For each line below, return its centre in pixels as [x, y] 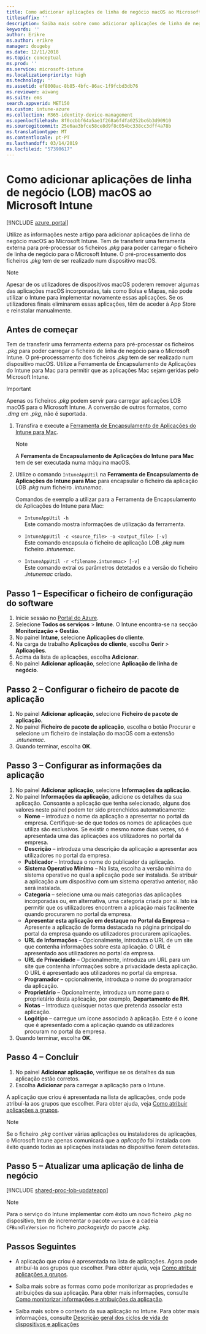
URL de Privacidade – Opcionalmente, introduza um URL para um [107, 960]
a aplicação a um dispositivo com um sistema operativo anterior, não [111, 881]
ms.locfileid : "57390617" [39, 149]
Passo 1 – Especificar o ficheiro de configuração [100, 593]
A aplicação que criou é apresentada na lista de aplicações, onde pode [96, 1097]
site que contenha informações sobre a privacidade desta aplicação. [111, 966]
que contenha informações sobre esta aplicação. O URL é [97, 947]
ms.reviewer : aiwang [33, 92]
